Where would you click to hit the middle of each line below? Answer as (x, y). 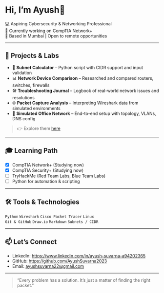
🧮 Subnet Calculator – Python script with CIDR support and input (77, 67)
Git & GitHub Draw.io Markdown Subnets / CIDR (52, 222)
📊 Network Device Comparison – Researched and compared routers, (83, 78)
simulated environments (36, 108)
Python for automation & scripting (46, 181)
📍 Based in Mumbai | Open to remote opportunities (56, 36)
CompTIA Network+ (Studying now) (48, 165)
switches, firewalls (31, 85)
